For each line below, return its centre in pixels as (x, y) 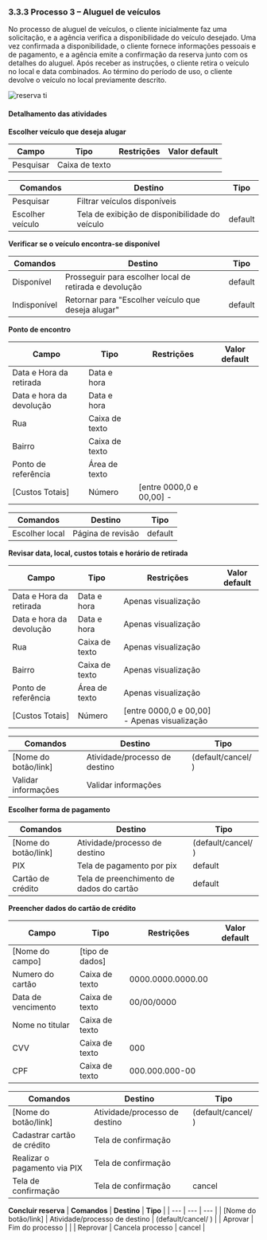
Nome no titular (41, 1025)
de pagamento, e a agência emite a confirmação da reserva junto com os (128, 55)
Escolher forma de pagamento (59, 809)
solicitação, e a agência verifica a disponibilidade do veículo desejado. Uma (132, 37)
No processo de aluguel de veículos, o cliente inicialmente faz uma (118, 29)
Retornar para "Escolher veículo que (132, 300)
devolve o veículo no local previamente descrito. (87, 80)
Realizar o (31, 1158)
